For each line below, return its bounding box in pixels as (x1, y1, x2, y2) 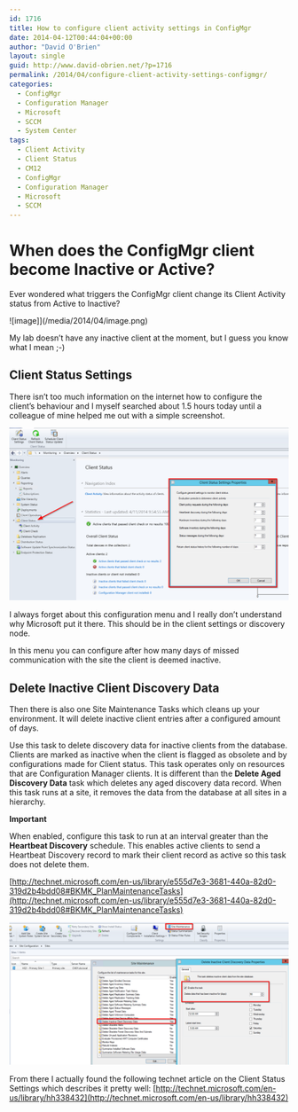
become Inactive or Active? (9, 260, 216, 279)
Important (9, 814, 47, 825)
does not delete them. (9, 859, 90, 870)
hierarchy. (9, 796, 46, 807)
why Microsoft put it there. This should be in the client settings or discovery (9, 619, 286, 630)
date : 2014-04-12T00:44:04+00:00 (9, 33, 133, 42)
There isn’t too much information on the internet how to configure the (9, 391, 263, 402)
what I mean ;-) (9, 342, 66, 353)
